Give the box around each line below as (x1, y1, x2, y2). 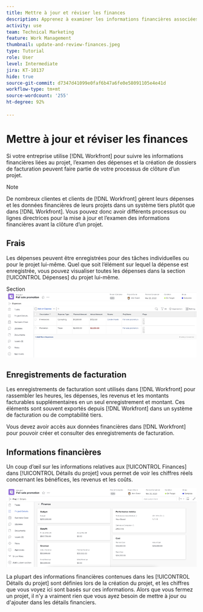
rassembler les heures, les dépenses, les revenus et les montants (6, 392, 169, 399)
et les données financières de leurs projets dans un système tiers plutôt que (6, 201, 195, 209)
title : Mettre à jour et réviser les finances (6, 10, 126, 16)
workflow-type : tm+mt (6, 86, 61, 93)
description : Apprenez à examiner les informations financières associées (6, 16, 199, 22)
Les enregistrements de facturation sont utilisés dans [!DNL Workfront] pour (6, 386, 196, 393)
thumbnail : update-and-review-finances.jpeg (6, 42, 120, 48)
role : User (6, 54, 34, 60)
